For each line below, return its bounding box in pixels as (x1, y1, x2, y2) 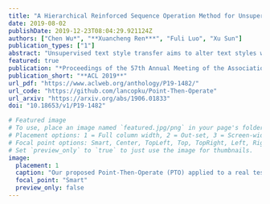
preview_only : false (15, 184, 84, 192)
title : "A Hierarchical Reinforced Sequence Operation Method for (8, 11, 235, 20)
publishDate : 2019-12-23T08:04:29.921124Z (8, 27, 153, 35)
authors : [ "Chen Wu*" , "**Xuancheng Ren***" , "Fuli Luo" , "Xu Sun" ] (8, 34, 243, 43)
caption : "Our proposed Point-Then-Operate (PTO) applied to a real (15, 169, 250, 177)
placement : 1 (15, 161, 59, 169)
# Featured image (8, 116, 67, 125)
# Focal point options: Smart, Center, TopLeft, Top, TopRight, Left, (8, 139, 250, 147)
